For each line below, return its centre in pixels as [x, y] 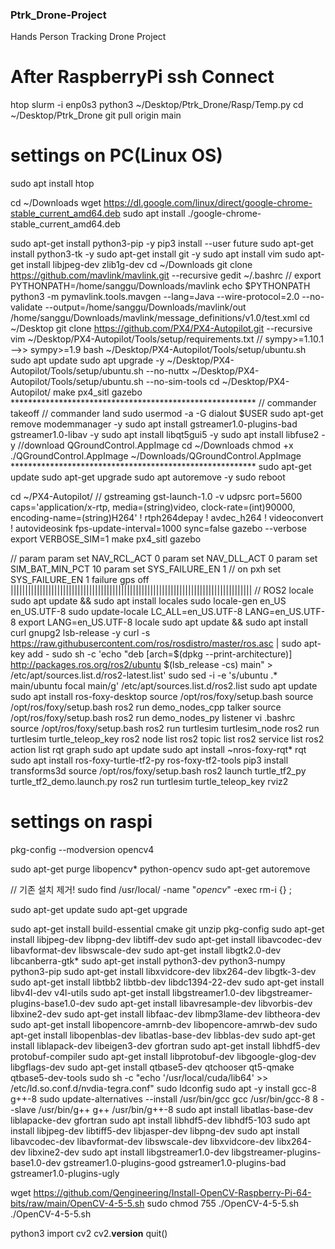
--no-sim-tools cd [182, 382]
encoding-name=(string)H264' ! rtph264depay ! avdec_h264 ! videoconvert [167, 518]
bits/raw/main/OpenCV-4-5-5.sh [77, 1204]
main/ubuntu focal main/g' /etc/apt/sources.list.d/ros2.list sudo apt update [164, 686]
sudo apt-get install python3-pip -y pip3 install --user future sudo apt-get [162, 244]
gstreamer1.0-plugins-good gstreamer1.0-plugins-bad [175, 1163]
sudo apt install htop [52, 184]
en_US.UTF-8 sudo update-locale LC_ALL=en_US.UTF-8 [126, 612]
